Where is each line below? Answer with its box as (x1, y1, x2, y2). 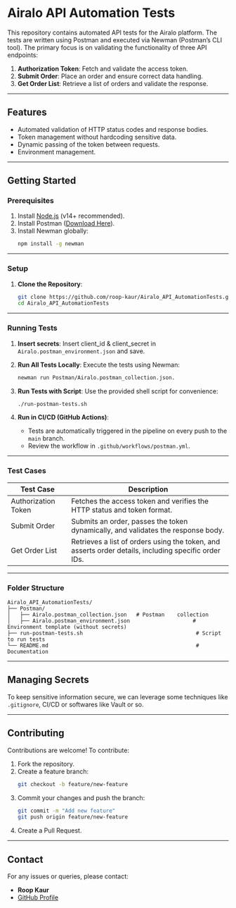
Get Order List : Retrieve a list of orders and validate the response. (17, 79, 209, 87)
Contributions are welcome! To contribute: (7, 746, 130, 754)
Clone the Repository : (17, 280, 83, 288)
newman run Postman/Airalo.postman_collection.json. (17, 374, 176, 381)
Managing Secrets (7, 674, 89, 686)
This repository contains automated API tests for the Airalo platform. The (7, 28, 218, 37)
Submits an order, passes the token (71, 516, 188, 526)
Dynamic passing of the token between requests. (17, 140, 160, 149)
